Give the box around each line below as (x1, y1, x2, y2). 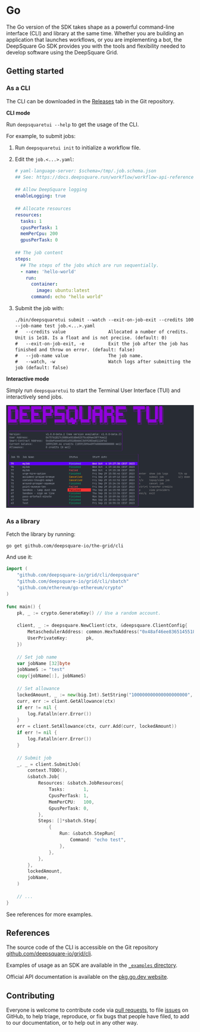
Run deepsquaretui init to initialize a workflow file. (14, 144, 141, 151)
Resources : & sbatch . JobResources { (37, 780, 124, 786)
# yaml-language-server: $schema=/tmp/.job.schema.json (14, 168, 157, 174)
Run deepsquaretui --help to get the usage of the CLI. (6, 121, 139, 128)
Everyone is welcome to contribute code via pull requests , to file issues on (6, 1006, 189, 1013)
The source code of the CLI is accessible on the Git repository (6, 944, 159, 951)
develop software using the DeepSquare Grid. (6, 48, 118, 56)
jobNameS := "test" (17, 667, 65, 673)
